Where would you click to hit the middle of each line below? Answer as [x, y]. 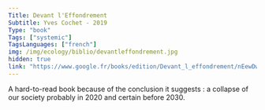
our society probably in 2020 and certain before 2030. [97, 97]
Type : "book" [30, 30]
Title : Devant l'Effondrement [58, 15]
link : [17, 67]
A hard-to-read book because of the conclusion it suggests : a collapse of [128, 89]
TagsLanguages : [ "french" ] [52, 45]
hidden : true [30, 60]
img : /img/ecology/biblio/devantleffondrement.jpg [93, 52]
